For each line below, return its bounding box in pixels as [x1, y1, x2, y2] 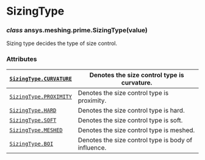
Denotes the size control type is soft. [77, 116, 183, 124]
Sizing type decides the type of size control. [6, 40, 118, 47]
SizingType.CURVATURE [9, 75, 72, 82]
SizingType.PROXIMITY [9, 93, 72, 100]
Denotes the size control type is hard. [77, 106, 185, 114]
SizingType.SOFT [9, 117, 57, 123]
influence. [77, 143, 107, 151]
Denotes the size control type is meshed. [77, 126, 195, 134]
